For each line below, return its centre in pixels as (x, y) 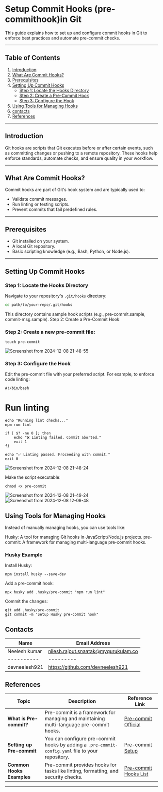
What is (16, 718)
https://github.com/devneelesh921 (88, 667)
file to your (86, 751)
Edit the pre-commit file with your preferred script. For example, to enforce (80, 374)
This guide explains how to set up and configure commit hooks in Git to (76, 33)
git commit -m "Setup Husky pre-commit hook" (52, 615)
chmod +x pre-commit (26, 486)
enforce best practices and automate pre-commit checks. (63, 38)
